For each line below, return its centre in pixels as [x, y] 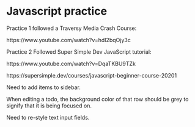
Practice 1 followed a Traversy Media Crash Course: [72, 28]
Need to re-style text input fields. [48, 117]
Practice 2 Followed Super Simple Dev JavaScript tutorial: [79, 52]
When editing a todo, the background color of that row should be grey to [97, 99]
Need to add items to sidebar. [43, 87]
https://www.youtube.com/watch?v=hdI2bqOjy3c [69, 40]
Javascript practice [57, 11]
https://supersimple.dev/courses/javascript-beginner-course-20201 [92, 75]
